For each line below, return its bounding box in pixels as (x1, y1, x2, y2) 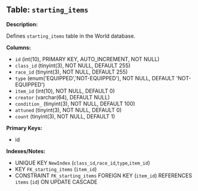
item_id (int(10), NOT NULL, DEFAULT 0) (14, 87, 115, 95)
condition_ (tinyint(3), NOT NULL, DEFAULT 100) (14, 100, 136, 107)
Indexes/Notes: (6, 147, 46, 154)
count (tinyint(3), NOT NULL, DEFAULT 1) (14, 113, 115, 120)
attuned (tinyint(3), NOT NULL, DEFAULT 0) (14, 106, 122, 113)
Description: (6, 20, 38, 28)
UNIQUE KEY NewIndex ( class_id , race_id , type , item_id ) (14, 159, 151, 166)
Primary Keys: (6, 124, 43, 131)
